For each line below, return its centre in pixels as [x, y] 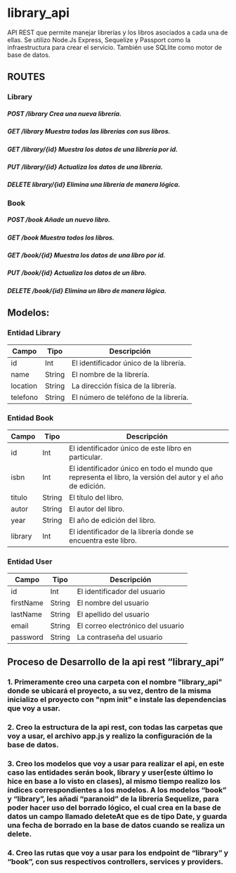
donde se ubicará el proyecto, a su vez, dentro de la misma [110, 691]
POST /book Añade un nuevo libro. [59, 220]
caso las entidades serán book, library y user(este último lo [110, 772]
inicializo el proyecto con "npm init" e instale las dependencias [117, 699]
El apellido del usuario [113, 614]
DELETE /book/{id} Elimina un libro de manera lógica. [87, 290]
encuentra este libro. [103, 541]
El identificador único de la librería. [129, 363]
